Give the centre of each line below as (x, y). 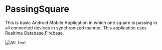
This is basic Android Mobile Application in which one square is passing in (81, 23)
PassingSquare (37, 9)
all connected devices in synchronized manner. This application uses (76, 27)
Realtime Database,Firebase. (35, 33)
